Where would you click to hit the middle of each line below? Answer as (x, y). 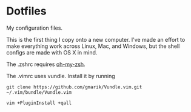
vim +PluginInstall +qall (39, 103)
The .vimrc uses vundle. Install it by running (61, 76)
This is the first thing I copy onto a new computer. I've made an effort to (96, 39)
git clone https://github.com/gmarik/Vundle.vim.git (74, 87)
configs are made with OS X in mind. (52, 52)
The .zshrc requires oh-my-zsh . (46, 64)
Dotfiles (26, 11)
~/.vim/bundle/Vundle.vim (39, 92)
